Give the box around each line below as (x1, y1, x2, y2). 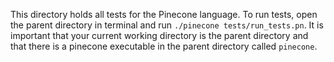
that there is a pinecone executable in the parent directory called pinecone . (10, 40, 318, 52)
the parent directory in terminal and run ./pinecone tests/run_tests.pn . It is (10, 19, 324, 31)
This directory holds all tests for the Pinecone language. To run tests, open (10, 9, 318, 20)
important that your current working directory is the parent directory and (10, 30, 309, 41)
